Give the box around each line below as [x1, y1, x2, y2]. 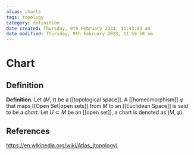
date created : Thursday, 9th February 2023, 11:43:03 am [6, 25, 151, 32]
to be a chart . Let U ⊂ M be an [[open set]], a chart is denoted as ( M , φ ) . [6, 108, 184, 116]
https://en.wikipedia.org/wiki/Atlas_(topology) [6, 141, 118, 149]
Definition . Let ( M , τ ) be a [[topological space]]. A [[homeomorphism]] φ [6, 96, 184, 103]
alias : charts [6, 8, 42, 15]
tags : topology [6, 14, 44, 20]
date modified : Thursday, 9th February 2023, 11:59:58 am [6, 31, 153, 37]
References [6, 126, 50, 136]
